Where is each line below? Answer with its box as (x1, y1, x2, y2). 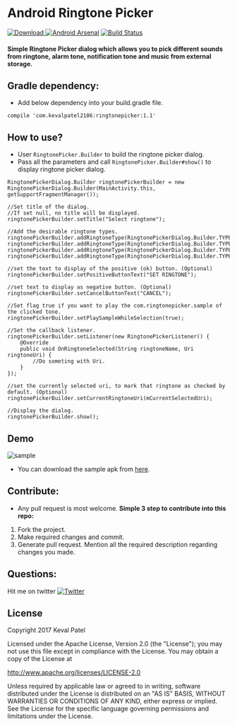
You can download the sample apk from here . (17, 464, 150, 473)
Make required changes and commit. (17, 533, 125, 541)
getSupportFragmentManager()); (7, 191, 99, 198)
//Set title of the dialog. (7, 203, 90, 211)
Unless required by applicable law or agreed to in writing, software (7, 682, 201, 691)
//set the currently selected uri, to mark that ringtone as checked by (7, 382, 226, 389)
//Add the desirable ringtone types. (7, 228, 119, 236)
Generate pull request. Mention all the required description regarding (17, 540, 218, 548)
